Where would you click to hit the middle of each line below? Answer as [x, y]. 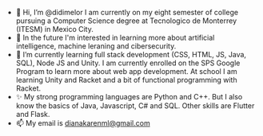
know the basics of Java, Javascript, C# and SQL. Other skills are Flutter [135, 106]
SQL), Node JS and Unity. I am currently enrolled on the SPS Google [128, 63]
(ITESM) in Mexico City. [55, 29]
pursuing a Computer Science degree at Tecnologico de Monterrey [126, 21]
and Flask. [33, 114]
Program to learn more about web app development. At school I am [126, 71]
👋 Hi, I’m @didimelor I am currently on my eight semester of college [127, 12]
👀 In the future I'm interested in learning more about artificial [115, 37]
